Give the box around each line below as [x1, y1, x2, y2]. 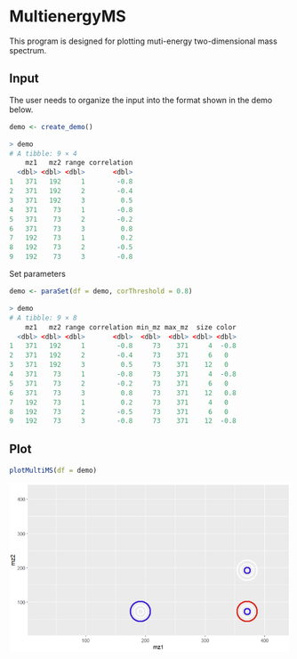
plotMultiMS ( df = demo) [9, 466, 98, 476]
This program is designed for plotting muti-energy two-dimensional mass [9, 36, 277, 46]
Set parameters [9, 269, 67, 279]
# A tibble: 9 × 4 [9, 149, 77, 158]
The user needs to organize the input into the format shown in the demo [9, 94, 273, 105]
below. [9, 104, 34, 115]
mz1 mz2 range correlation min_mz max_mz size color [25, 322, 237, 331]
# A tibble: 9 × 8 [9, 313, 77, 322]
